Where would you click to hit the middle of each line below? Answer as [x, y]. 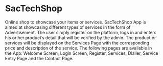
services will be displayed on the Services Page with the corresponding [77, 43]
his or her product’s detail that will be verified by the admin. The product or [81, 38]
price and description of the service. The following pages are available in [79, 48]
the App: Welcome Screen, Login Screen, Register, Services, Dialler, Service [82, 53]
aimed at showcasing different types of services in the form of [68, 27]
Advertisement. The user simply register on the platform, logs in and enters [81, 32]
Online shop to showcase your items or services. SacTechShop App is [76, 22]
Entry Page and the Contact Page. [39, 58]
